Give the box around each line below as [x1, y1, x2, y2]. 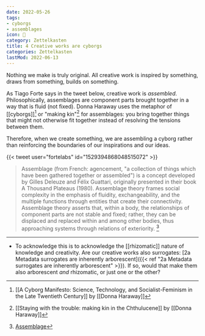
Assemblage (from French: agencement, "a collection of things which [21, 165, 196, 173]
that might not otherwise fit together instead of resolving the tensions [6, 117, 181, 124]
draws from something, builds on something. [6, 78, 119, 85]
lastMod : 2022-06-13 [6, 54, 59, 61]
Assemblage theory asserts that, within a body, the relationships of [21, 204, 190, 212]
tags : [6, 15, 20, 21]
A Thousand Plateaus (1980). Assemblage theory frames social [21, 185, 180, 192]
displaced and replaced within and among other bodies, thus [21, 217, 174, 225]
